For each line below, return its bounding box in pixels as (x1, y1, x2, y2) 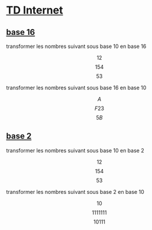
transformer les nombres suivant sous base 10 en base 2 (6, 147, 144, 154)
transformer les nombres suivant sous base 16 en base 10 (6, 84, 147, 91)
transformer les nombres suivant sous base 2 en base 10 (6, 188, 144, 195)
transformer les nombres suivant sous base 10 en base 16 (6, 43, 147, 50)
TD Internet (6, 4, 63, 17)
